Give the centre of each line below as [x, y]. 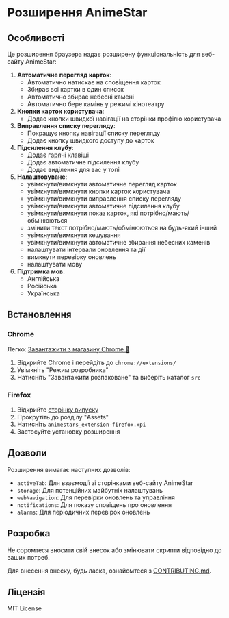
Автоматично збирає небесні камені [81, 97]
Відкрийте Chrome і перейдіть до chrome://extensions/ [96, 362]
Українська [43, 293]
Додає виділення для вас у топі [73, 170]
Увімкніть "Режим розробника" [63, 370]
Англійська [43, 279]
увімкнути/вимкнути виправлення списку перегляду [104, 199]
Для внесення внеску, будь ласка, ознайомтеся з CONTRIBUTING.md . [109, 571]
